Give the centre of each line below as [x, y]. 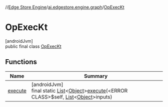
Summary [96, 76]
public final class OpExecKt [33, 46]
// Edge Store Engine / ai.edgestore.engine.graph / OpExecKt [65, 7]
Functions [21, 62]
